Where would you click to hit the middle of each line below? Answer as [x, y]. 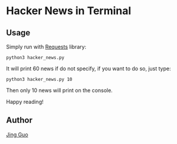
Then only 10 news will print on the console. [60, 90]
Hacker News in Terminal [69, 11]
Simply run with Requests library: [46, 47]
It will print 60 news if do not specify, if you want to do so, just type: [88, 68]
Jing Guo [17, 135]
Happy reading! [25, 102]
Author [19, 120]
